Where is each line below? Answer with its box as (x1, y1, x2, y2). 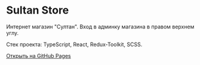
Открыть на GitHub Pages (6, 52, 71, 59)
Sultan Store (6, 4, 69, 17)
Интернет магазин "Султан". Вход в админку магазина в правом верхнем (6, 23, 195, 30)
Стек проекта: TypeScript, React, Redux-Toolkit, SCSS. (6, 41, 143, 48)
